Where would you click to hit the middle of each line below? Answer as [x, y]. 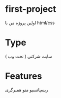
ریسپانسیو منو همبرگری [27, 90]
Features [24, 76]
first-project [31, 9]
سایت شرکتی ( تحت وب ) [29, 56]
